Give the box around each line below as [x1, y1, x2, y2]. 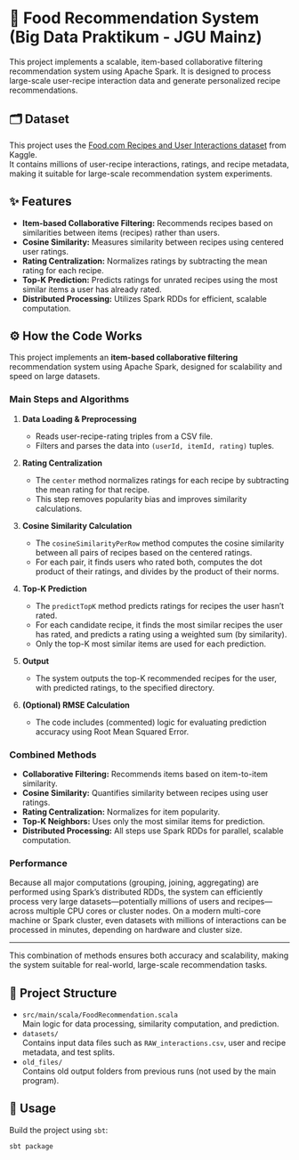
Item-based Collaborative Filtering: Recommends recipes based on [21, 217, 273, 228]
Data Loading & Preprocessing [21, 413, 137, 424]
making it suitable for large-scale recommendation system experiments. [9, 168, 273, 179]
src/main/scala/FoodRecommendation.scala [21, 1010, 178, 1020]
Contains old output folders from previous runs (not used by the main [21, 1066, 277, 1076]
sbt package [9, 1141, 53, 1151]
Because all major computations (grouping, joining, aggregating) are [9, 877, 260, 888]
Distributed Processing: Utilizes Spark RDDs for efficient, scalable [21, 293, 267, 304]
